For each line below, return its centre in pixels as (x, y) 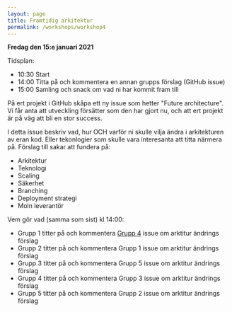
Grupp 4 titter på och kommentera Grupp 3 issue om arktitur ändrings (119, 278)
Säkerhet (31, 183)
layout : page (27, 14)
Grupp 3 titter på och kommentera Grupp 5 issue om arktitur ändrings (119, 263)
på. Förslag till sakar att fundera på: (59, 147)
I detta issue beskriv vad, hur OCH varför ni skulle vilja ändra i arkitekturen (116, 132)
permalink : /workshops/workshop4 (57, 27)
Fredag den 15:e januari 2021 (51, 47)
